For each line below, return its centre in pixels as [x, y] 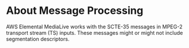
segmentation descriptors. [38, 39]
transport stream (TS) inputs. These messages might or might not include [94, 32]
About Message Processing [75, 11]
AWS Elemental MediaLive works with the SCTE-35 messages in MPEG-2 [94, 27]
